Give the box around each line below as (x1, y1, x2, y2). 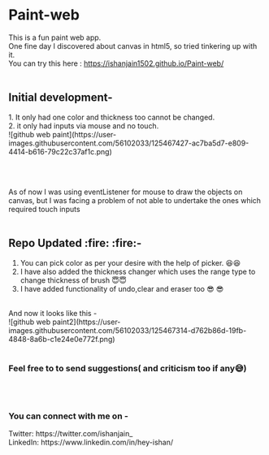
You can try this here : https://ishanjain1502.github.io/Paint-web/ (8, 58, 224, 68)
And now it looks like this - (8, 308, 98, 318)
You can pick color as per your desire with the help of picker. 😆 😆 (20, 258, 241, 267)
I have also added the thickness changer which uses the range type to (20, 266, 256, 276)
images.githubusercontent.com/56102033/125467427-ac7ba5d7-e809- (8, 138, 249, 148)
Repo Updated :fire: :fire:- (8, 236, 142, 250)
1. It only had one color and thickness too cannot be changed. (8, 112, 215, 122)
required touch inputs (8, 204, 80, 214)
